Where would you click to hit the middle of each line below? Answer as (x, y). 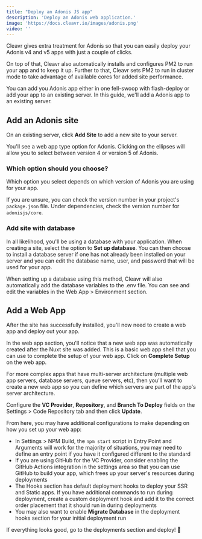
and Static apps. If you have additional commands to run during (94, 493)
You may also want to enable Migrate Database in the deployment (97, 512)
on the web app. (27, 362)
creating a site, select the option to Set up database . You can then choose (99, 247)
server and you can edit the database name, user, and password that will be (100, 261)
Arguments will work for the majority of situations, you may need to (98, 448)
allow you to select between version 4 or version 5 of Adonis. (82, 153)
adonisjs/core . (25, 212)
